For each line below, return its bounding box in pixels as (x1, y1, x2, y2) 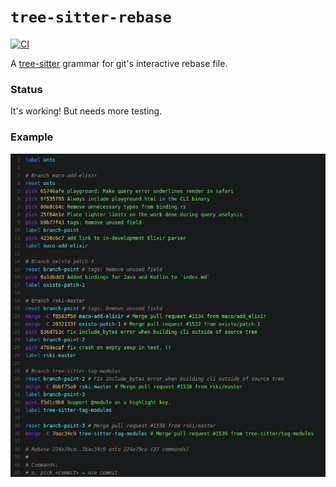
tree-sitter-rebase (10, 8, 172, 27)
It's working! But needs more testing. (10, 105, 163, 117)
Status (10, 82, 43, 96)
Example (10, 130, 54, 144)
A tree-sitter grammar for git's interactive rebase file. (10, 57, 228, 69)
